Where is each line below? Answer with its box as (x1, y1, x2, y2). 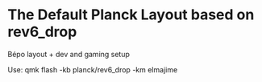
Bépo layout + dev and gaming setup (7, 49, 131, 59)
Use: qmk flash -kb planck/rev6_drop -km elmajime (7, 64, 178, 74)
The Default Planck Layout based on (7, 6, 255, 24)
